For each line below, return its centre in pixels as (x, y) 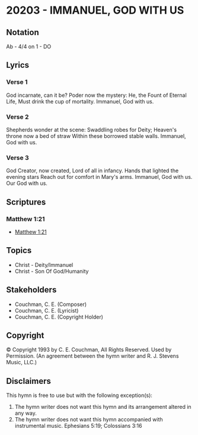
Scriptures (26, 202)
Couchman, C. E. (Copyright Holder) (59, 317)
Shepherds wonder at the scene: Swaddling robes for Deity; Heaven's (91, 130)
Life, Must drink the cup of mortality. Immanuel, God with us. (80, 101)
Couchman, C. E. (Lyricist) (47, 310)
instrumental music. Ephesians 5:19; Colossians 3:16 (78, 426)
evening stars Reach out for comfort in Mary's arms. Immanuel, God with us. (99, 177)
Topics (19, 250)
